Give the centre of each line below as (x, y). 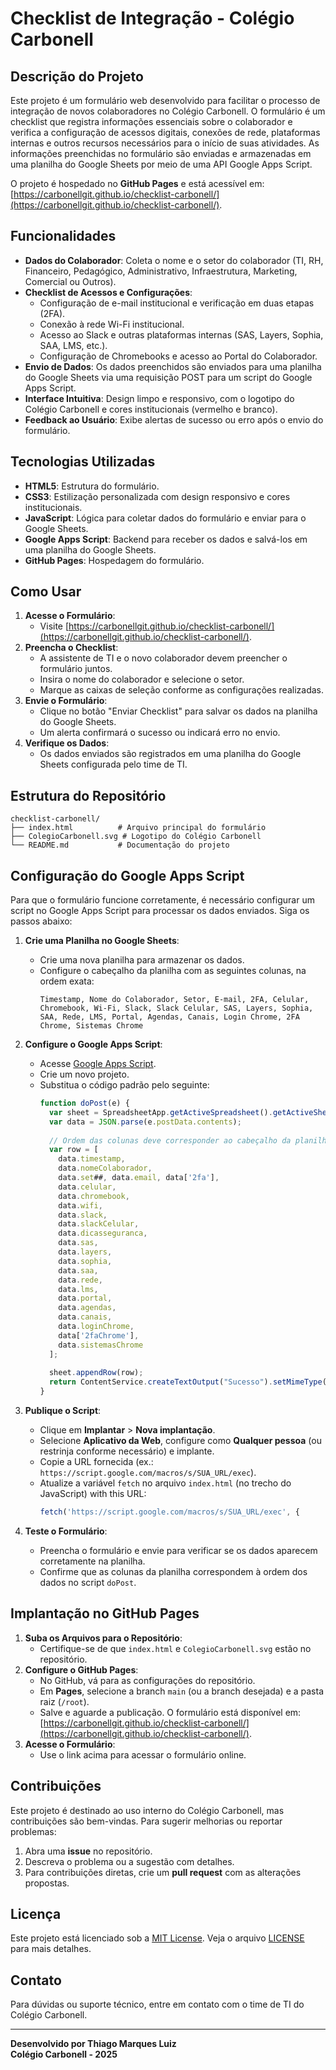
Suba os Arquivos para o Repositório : (103, 1638)
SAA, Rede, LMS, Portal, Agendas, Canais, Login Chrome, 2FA (169, 1017)
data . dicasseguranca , (103, 1233)
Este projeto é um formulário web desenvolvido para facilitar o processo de (165, 100)
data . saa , (78, 1270)
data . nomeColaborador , (105, 1168)
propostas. (47, 1883)
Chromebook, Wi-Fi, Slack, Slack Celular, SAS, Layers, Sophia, (176, 1008)
